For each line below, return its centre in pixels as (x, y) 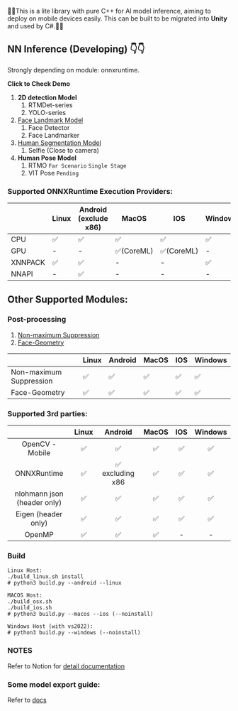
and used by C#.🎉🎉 (35, 26)
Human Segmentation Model (59, 143)
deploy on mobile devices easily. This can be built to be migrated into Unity (118, 18)
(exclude (93, 219)
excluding (118, 474)
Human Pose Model (47, 158)
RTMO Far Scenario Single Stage (77, 165)
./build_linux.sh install (45, 577)
